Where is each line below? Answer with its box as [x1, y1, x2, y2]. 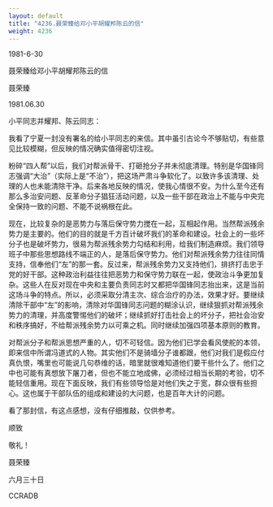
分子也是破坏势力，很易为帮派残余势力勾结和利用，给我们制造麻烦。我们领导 [8, 239, 265, 249]
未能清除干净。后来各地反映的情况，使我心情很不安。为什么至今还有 [36, 181, 265, 191]
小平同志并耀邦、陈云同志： [8, 116, 102, 126]
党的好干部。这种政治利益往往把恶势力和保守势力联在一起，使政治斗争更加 [8, 270, 258, 279]
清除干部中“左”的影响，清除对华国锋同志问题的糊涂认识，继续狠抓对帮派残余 [8, 300, 264, 310]
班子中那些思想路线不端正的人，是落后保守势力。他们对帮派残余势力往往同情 [8, 249, 265, 259]
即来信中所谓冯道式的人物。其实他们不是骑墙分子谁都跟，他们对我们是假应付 [8, 348, 265, 357]
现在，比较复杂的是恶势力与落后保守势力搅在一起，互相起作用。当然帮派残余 [8, 219, 265, 228]
